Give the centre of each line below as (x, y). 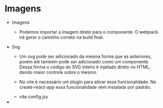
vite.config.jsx (33, 97)
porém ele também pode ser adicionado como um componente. (84, 61)
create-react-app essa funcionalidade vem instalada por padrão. (85, 87)
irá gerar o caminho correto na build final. (62, 37)
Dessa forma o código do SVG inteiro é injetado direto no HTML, (85, 67)
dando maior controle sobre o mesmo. (58, 72)
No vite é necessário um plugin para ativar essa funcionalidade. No (88, 82)
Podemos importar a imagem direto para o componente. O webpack (89, 32)
